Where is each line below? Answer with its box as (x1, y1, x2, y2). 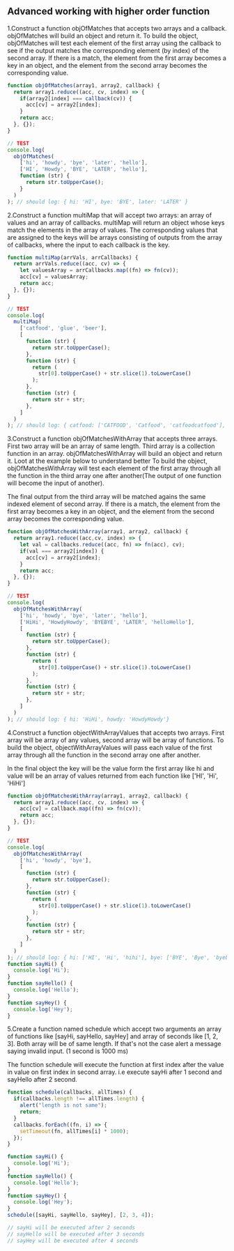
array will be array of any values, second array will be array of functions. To (7, 735, 224, 744)
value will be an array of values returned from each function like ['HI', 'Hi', (7, 772, 218, 780)
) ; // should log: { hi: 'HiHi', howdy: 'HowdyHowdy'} (7, 716, 170, 723)
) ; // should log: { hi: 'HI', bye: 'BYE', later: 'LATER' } (7, 198, 189, 205)
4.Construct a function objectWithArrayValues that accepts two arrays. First (7, 728, 225, 737)
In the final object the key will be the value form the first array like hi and (7, 764, 214, 772)
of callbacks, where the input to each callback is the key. (7, 240, 171, 249)
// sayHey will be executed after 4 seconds (7, 1237, 139, 1244)
